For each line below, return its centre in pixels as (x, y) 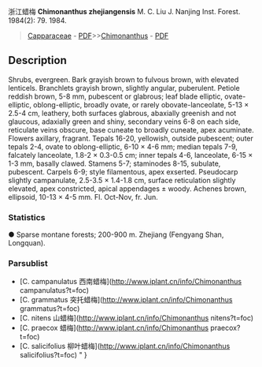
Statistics (27, 217)
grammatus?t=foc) (50, 309)
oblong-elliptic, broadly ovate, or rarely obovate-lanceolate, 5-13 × (141, 104)
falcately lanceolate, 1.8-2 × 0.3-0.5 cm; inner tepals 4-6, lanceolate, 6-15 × (131, 155)
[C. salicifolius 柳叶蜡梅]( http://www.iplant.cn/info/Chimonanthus (125, 346)
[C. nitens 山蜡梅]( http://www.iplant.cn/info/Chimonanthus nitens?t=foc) (137, 318)
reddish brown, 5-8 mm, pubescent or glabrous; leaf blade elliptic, (115, 96)
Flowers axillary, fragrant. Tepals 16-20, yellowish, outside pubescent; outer (131, 138)
